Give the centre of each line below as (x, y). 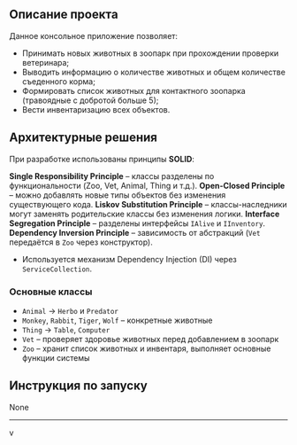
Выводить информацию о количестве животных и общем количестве (153, 72)
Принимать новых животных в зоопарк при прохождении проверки (150, 53)
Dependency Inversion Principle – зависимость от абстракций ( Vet (135, 232)
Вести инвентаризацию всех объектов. (96, 109)
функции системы (56, 357)
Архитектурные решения (83, 138)
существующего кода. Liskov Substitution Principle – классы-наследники (148, 204)
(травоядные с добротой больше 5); (90, 100)
